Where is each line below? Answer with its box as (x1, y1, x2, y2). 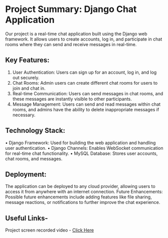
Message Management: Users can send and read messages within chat (12, 101, 161, 107)
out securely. (12, 74, 40, 81)
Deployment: (5, 170, 47, 178)
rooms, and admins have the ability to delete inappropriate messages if (12, 106, 159, 112)
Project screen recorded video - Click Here (5, 227, 94, 233)
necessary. (12, 112, 36, 118)
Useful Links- (5, 214, 49, 222)
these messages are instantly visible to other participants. (12, 96, 132, 102)
